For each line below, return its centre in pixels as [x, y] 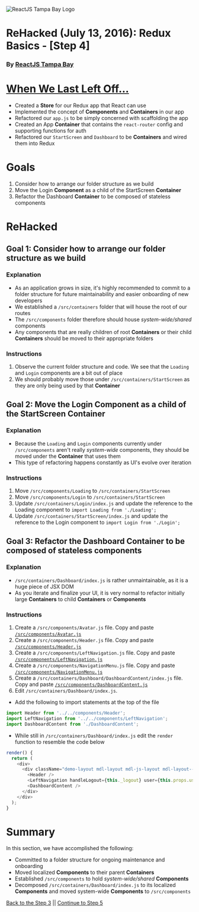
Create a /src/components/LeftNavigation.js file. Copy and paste [95, 653]
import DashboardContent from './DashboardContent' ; [73, 724]
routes [23, 313]
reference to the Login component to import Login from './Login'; [97, 523]
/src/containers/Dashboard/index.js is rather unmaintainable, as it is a [101, 580]
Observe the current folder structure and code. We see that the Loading [102, 367]
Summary [31, 832]
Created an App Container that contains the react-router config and [99, 124]
